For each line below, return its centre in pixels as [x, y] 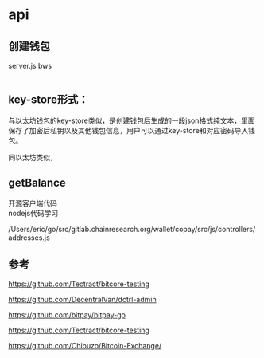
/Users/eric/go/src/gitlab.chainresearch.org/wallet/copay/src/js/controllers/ [132, 229]
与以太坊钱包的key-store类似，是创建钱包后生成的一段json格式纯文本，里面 [132, 120]
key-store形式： [49, 100]
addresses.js [29, 238]
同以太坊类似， [33, 157]
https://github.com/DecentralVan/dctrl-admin [82, 300]
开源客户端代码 [33, 203]
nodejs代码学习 [33, 213]
